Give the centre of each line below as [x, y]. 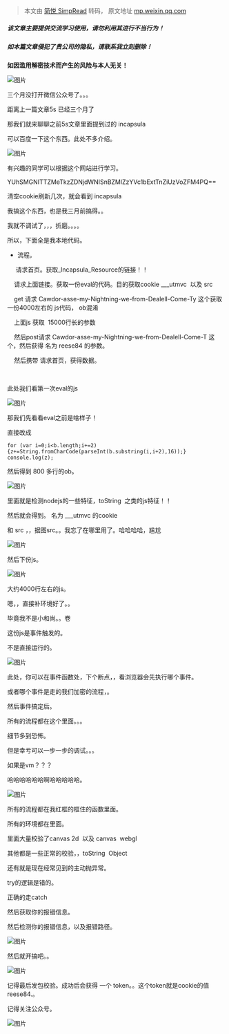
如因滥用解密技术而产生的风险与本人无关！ [68, 66]
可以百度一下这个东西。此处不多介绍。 [61, 139]
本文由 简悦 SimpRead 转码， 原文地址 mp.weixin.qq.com [105, 11]
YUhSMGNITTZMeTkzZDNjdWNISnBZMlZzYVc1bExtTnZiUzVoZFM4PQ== [112, 182]
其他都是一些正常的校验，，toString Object [67, 854]
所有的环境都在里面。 [37, 824]
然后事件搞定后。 [31, 706]
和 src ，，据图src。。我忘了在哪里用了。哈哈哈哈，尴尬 [84, 530]
